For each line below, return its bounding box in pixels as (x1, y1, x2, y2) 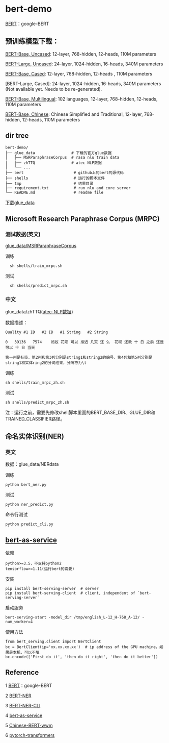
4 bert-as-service (5, 712, 43, 719)
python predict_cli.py (5, 522, 53, 527)
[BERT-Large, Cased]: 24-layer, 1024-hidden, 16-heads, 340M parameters (5, 80, 161, 87)
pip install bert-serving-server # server (5, 586, 99, 591)
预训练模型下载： (5, 37, 59, 46)
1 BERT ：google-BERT (5, 682, 52, 688)
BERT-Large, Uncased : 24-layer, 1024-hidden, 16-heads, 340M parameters (5, 61, 163, 67)
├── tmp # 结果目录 (5, 181, 94, 186)
